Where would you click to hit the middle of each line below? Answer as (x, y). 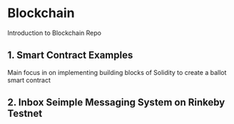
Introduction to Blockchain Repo (55, 33)
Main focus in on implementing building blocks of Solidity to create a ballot (117, 72)
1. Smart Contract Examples (70, 55)
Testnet (25, 114)
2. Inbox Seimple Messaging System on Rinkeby (116, 102)
